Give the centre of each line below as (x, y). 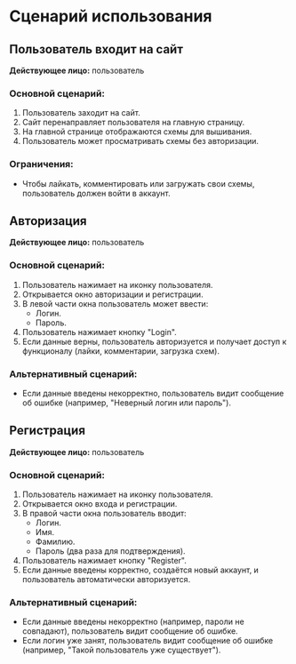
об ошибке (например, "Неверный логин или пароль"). (126, 403)
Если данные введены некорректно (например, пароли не (133, 622)
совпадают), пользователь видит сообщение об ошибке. (130, 631)
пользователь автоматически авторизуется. (106, 580)
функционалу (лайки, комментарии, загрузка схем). (121, 351)
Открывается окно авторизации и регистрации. (112, 294)
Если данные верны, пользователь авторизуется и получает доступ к (154, 341)
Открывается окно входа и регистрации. (100, 504)
